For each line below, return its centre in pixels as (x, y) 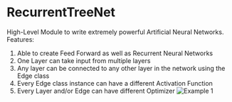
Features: (21, 39)
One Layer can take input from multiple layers (84, 60)
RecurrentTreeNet (61, 12)
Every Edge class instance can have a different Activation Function (115, 83)
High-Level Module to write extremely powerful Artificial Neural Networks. (115, 32)
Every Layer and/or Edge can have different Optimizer (96, 91)
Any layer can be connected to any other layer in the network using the (121, 68)
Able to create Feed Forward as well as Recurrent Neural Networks (115, 53)
